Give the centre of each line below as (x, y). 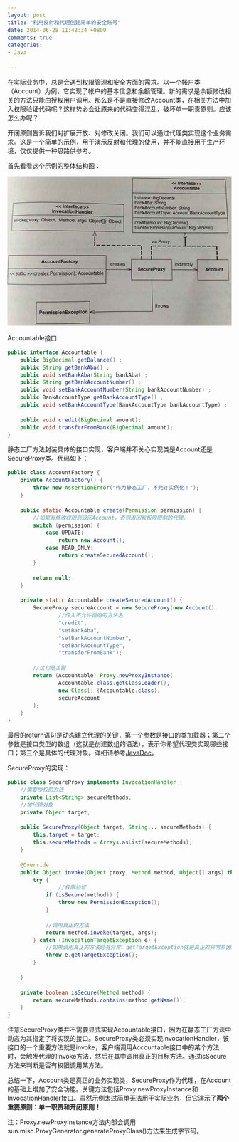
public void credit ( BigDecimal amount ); (81, 420)
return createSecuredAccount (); (106, 555)
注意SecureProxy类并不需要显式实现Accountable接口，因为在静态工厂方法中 (119, 1030)
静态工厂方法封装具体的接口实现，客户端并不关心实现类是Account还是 (110, 449)
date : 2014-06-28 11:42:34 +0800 (57, 30)
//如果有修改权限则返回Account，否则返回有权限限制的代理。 (111, 518)
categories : (25, 45)
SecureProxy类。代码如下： (48, 459)
